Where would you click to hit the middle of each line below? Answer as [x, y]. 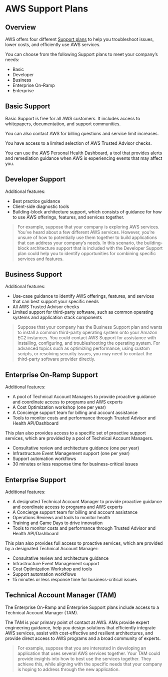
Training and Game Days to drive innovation [57, 523]
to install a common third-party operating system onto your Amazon [87, 332]
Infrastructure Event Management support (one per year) [71, 454]
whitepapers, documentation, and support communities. [63, 124]
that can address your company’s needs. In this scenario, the [80, 243]
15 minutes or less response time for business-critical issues [75, 580]
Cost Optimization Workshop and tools [52, 569]
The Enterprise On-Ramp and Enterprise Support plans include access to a [82, 607]
